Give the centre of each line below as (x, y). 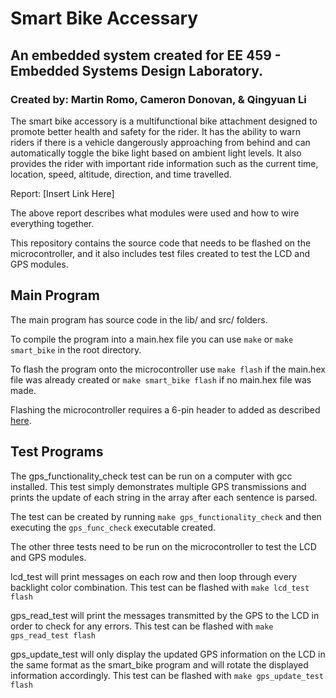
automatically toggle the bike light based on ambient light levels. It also (156, 153)
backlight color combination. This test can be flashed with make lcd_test (160, 587)
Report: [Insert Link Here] (62, 193)
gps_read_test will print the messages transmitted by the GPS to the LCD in (165, 615)
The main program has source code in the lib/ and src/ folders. (139, 319)
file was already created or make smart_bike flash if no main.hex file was (161, 379)
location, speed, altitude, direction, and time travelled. (121, 174)
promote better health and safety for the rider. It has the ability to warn (155, 131)
